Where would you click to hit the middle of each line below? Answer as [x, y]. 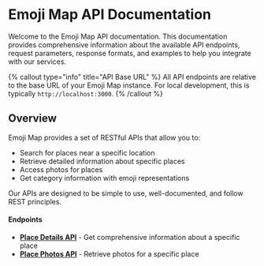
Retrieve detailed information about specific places [102, 161]
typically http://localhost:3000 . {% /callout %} [86, 93]
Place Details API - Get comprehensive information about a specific [130, 237]
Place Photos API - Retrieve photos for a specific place [109, 253]
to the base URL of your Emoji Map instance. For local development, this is [129, 85]
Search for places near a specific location [87, 152]
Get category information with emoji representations [104, 178]
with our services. [37, 62]
